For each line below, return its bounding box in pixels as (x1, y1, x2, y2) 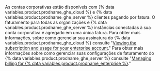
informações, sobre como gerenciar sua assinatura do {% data (5, 35, 130, 41)
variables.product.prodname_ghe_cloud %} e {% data (5, 9, 112, 15)
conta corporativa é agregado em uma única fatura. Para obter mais (5, 30, 141, 35)
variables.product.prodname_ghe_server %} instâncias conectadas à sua (5, 25, 151, 30)
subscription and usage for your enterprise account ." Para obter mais (5, 45, 144, 51)
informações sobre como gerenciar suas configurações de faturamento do (5, 50, 154, 56)
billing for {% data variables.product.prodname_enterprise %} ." (5, 60, 131, 66)
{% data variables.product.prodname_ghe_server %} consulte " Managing (5, 56, 152, 61)
